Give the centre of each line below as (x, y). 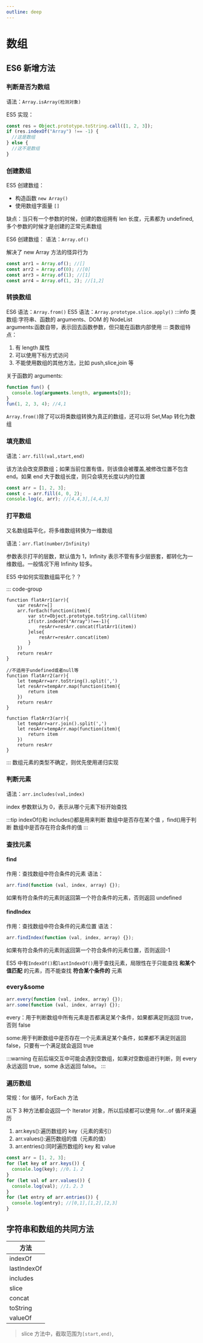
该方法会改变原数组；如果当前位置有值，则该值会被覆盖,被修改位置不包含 (98, 468)
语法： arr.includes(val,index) (45, 794)
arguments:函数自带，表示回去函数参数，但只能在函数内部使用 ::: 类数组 (96, 327)
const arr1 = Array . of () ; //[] (46, 264)
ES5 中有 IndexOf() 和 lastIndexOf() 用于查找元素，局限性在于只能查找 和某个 (101, 963)
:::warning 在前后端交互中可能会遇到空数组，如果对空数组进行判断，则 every (101, 1058)
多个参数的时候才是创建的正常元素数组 (54, 226)
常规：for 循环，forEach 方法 (42, 1098)
